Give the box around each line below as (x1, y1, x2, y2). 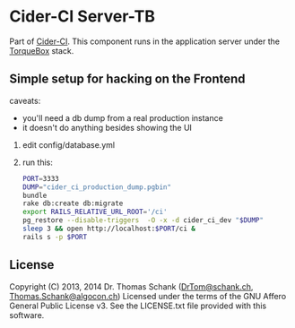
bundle (22, 191, 48, 200)
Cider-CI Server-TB (9, 6, 155, 27)
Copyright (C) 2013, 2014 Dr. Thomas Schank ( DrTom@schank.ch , (9, 281, 254, 292)
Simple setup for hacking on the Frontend (9, 72, 246, 87)
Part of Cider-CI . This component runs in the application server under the (9, 36, 281, 47)
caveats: (9, 95, 41, 106)
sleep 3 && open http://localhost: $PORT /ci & (22, 224, 195, 233)
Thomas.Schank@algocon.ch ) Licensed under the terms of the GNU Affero (9, 290, 287, 301)
